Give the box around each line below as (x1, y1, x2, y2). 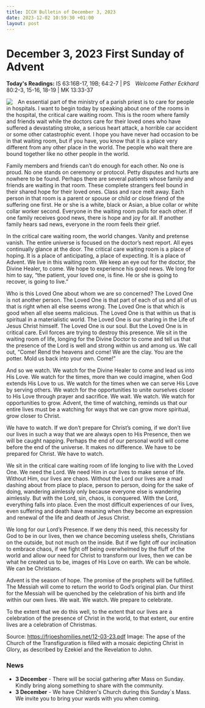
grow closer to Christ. (6, 412, 61, 420)
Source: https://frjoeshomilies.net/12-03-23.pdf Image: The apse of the (6, 633, 185, 640)
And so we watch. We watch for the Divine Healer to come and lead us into (6, 367, 195, 374)
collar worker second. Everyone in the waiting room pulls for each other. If (6, 207, 193, 215)
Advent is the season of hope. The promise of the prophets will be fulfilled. (6, 576, 194, 584)
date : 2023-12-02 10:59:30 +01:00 (6, 15, 95, 21)
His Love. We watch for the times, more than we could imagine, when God (6, 373, 193, 381)
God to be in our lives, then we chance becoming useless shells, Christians (6, 532, 195, 540)
